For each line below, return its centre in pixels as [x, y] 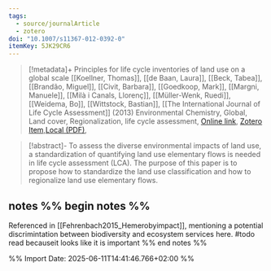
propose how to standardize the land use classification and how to [140, 172]
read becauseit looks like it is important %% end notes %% [108, 243]
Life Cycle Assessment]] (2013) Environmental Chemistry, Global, [138, 113]
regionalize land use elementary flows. [93, 181]
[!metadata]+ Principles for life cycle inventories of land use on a [137, 69]
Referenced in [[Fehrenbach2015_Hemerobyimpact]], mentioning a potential [136, 225]
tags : [17, 16]
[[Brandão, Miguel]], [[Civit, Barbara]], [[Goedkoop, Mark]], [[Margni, [144, 87]
